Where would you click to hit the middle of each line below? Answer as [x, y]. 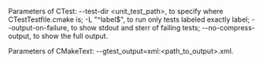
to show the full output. [70, 36]
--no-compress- [229, 28]
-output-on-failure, [39, 28]
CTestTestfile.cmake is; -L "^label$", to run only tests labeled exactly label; [129, 19]
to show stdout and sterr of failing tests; [135, 28]
